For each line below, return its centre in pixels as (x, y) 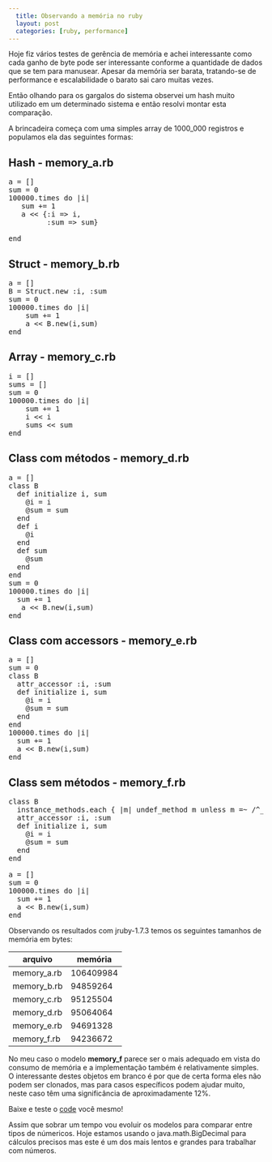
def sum (32, 551)
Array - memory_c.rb (62, 357)
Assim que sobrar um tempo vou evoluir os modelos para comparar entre (130, 1125)
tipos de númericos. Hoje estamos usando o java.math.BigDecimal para (127, 1134)
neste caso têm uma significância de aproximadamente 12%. (110, 1093)
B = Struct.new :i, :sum (57, 292)
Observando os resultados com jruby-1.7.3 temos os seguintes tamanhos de (135, 931)
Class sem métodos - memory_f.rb (97, 782)
